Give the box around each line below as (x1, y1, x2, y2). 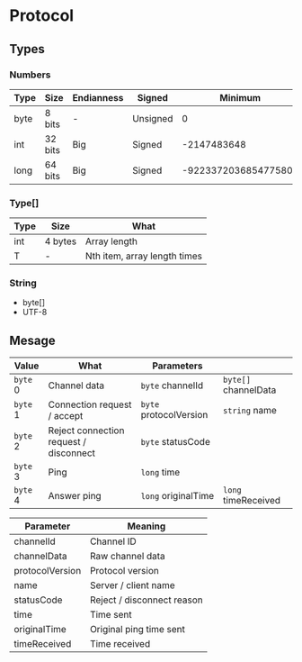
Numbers (9, 68, 51, 81)
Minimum (219, 91, 262, 104)
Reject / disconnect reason (89, 594, 204, 606)
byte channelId (140, 379, 204, 392)
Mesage (9, 332, 56, 348)
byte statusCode (140, 436, 211, 449)
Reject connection (48, 424, 125, 437)
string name (223, 404, 277, 417)
